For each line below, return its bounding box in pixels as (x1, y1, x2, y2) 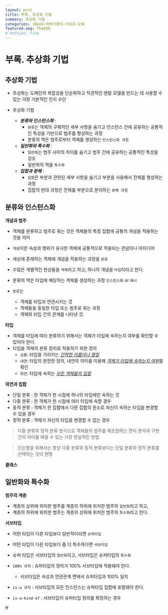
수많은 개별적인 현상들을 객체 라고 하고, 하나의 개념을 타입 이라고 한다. (12, 266, 144, 272)
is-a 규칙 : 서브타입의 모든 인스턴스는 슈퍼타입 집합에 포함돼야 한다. (12, 584, 144, 590)
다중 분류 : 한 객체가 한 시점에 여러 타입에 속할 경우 (12, 398, 111, 404)
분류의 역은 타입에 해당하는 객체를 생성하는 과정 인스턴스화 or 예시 (12, 277, 137, 283)
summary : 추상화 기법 (5, 17, 45, 22)
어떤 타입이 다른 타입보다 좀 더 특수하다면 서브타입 (12, 541, 108, 547)
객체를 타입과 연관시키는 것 (20, 298, 73, 305)
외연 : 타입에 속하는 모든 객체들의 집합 (20, 370, 91, 376)
